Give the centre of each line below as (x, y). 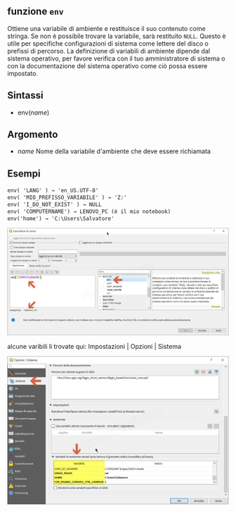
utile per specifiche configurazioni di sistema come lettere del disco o (108, 43)
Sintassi (25, 95)
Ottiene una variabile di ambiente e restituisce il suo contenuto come (106, 28)
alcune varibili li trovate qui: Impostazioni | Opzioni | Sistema (94, 347)
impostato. (23, 73)
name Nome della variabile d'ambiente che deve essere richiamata (114, 151)
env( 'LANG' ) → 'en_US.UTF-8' (53, 191)
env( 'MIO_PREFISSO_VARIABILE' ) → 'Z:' (67, 198)
